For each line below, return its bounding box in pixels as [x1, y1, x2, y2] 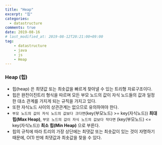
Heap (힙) [5, 74, 28, 81]
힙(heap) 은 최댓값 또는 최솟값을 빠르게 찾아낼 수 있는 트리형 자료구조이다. [12, 86, 152, 91]
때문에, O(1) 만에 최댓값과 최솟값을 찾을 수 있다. [12, 134, 102, 140]
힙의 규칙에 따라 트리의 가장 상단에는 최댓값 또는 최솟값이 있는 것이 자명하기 [12, 128, 155, 134]
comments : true [5, 25, 36, 30]
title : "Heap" [5, 7, 34, 12]
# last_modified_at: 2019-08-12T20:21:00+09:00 [5, 35, 104, 39]
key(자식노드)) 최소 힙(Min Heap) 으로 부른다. [12, 122, 100, 128]
